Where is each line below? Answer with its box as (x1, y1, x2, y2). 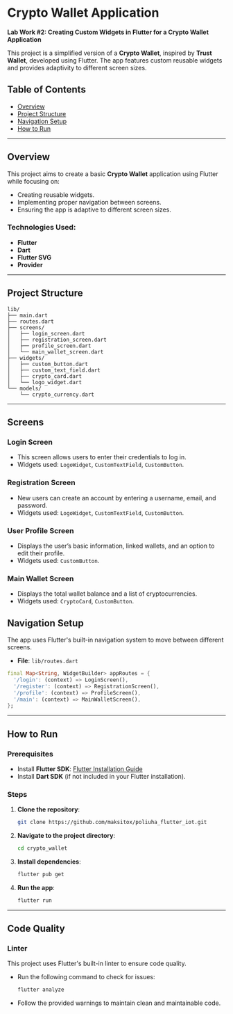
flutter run (17, 896, 52, 904)
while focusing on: (7, 177, 60, 185)
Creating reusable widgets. (17, 190, 95, 199)
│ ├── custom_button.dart (7, 361, 89, 367)
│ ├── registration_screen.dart (7, 336, 107, 343)
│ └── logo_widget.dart (7, 379, 82, 386)
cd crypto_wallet (17, 845, 68, 852)
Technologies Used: (7, 223, 76, 232)
